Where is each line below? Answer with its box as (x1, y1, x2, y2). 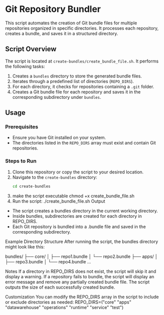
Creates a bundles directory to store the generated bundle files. (12, 73, 142, 79)
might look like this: (5, 243, 45, 249)
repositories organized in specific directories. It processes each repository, (5, 25, 159, 31)
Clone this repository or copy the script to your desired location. (12, 169, 144, 175)
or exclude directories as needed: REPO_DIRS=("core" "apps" (5, 299, 132, 305)
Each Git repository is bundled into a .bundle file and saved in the (12, 224, 146, 230)
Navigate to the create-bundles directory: (12, 174, 97, 180)
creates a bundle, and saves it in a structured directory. (5, 30, 118, 36)
